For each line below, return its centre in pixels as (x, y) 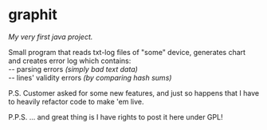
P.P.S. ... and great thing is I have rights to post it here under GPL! (116, 116)
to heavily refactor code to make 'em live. (76, 101)
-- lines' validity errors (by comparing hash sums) (90, 77)
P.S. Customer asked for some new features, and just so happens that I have (134, 93)
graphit (33, 15)
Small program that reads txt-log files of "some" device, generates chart (127, 52)
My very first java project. (51, 37)
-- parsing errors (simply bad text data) (73, 69)
